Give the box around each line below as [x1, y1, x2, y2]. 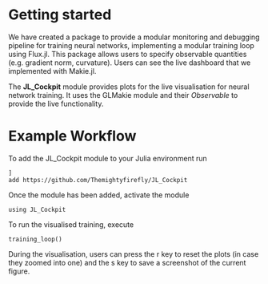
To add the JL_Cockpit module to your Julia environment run [8, 153, 208, 163]
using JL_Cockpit [8, 205, 66, 213]
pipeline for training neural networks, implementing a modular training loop [8, 40, 254, 50]
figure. [8, 266, 30, 276]
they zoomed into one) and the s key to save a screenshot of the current [8, 258, 246, 267]
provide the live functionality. [8, 99, 104, 108]
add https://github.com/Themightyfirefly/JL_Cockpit [8, 176, 188, 184]
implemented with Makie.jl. [8, 66, 97, 75]
